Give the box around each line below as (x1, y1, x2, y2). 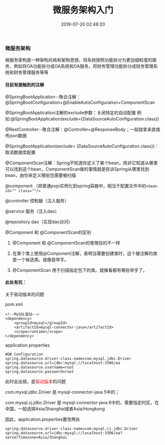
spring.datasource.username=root (5, 365, 74, 370)
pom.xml (5, 301, 23, 307)
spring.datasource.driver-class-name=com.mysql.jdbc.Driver (5, 356, 132, 361)
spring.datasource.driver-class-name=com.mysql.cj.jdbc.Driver (5, 426, 138, 431)
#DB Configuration (5, 352, 43, 357)
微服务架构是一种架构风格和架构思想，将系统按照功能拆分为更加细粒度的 (5, 57, 152, 63)
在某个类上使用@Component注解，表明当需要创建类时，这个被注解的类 (12, 250, 158, 256)
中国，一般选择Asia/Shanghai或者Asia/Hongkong (5, 405, 105, 412)
